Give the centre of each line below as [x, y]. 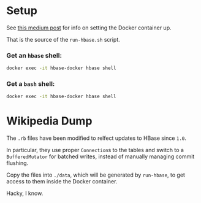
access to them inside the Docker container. [62, 182]
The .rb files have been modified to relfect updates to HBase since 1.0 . [97, 138]
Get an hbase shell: [34, 55]
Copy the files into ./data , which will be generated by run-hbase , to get [96, 175]
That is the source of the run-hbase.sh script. [63, 39]
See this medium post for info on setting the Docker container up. [89, 28]
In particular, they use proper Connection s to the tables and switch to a [95, 150]
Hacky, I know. [25, 193]
